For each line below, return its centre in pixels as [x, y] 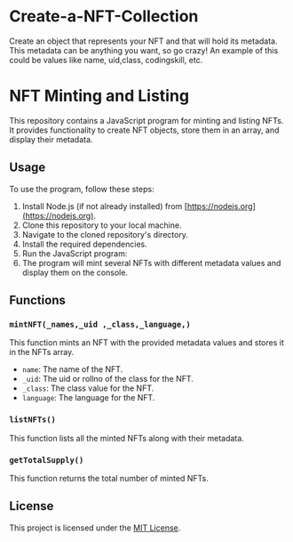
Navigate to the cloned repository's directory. [105, 234]
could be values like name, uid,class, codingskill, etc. [106, 60]
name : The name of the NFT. [72, 369]
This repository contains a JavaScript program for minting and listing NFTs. [146, 120]
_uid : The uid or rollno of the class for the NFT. [107, 379]
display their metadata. [51, 139]
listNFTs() [32, 420]
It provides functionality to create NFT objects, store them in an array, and [144, 130]
